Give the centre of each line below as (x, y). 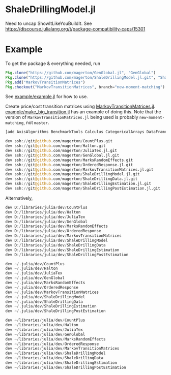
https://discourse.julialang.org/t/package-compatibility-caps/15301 (75, 28)
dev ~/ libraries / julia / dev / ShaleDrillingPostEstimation (66, 367)
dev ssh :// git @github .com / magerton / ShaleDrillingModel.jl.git (73, 174)
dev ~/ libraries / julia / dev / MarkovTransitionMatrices (62, 349)
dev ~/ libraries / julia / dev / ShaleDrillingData (54, 358)
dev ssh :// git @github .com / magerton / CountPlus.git (59, 141)
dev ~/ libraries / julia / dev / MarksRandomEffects (55, 339)
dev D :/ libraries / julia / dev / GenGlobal (46, 222)
